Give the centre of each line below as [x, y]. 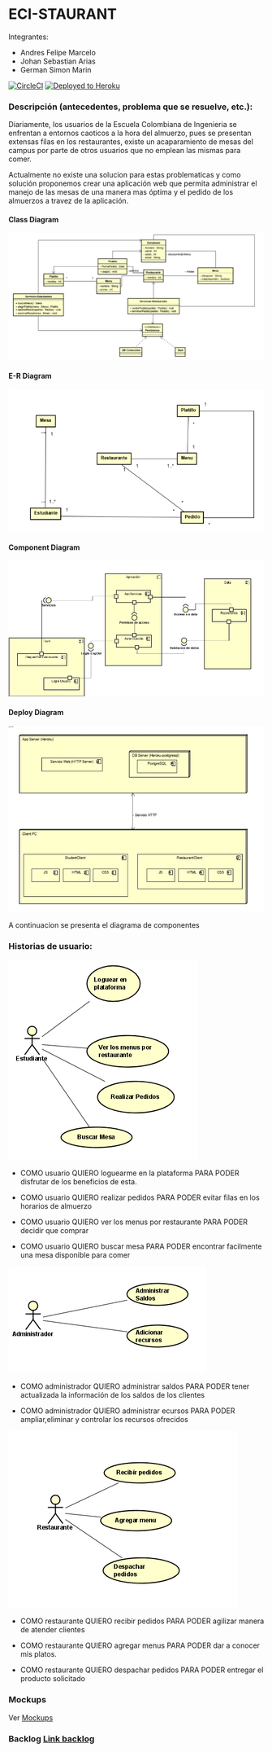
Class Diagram [34, 219]
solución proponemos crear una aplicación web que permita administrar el [133, 183]
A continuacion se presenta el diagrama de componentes [104, 925]
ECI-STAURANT [63, 14]
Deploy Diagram [36, 713]
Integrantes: [28, 37]
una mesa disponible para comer [75, 1255]
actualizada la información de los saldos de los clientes [112, 1395]
